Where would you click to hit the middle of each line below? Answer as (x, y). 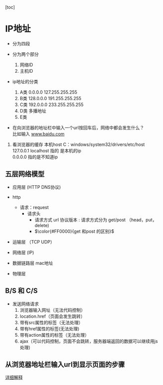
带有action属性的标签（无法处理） (54, 335)
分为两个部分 (25, 54)
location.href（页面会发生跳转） (52, 316)
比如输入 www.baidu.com (38, 133)
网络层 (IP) (23, 252)
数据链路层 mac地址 (33, 263)
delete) (42, 225)
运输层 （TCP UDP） (33, 242)
